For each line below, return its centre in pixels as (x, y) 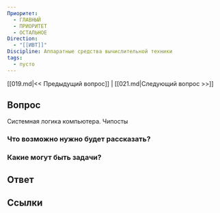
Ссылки (25, 203)
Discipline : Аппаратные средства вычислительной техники (90, 52)
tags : (15, 58)
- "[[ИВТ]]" (30, 45)
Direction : (23, 39)
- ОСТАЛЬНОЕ (30, 32)
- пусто (24, 64)
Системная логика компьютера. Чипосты (68, 122)
